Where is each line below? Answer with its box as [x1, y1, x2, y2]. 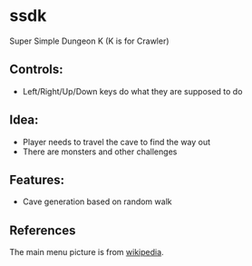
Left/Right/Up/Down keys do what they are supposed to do [22, 85, 243, 96]
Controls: [9, 62, 63, 77]
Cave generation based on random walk [22, 196, 172, 207]
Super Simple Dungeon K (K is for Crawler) [9, 35, 170, 46]
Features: [9, 172, 65, 187]
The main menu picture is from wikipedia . [9, 247, 165, 258]
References [9, 222, 76, 238]
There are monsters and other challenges [22, 146, 178, 157]
